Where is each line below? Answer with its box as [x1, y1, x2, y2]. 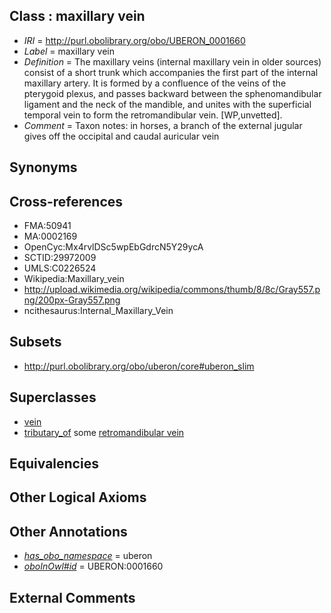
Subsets [9, 334, 62, 351]
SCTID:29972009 [23, 252, 97, 264]
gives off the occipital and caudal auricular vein [23, 130, 220, 142]
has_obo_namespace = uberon [23, 550, 153, 562]
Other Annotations [9, 523, 128, 540]
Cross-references [9, 193, 124, 210]
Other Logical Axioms [9, 489, 147, 506]
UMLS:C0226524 [23, 262, 97, 274]
